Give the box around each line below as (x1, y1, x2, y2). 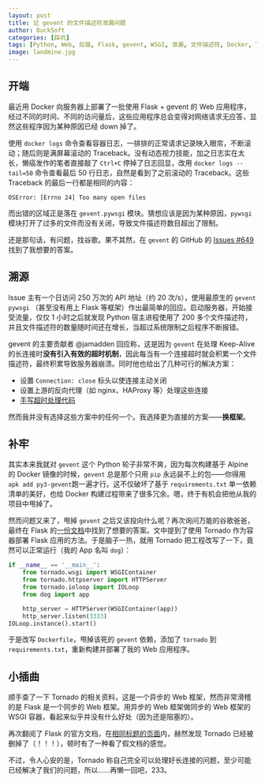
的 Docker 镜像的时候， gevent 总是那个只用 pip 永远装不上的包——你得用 (8, 470, 246, 479)
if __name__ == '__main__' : (8, 561, 101, 569)
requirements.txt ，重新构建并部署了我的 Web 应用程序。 (8, 645, 195, 654)
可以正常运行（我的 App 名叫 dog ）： (14, 545, 132, 555)
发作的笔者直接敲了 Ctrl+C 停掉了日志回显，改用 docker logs (35, 158, 233, 167)
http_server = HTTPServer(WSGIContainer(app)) (22, 604, 178, 612)
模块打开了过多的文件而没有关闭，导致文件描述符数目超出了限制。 (8, 218, 222, 227)
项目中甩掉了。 (8, 499, 57, 509)
